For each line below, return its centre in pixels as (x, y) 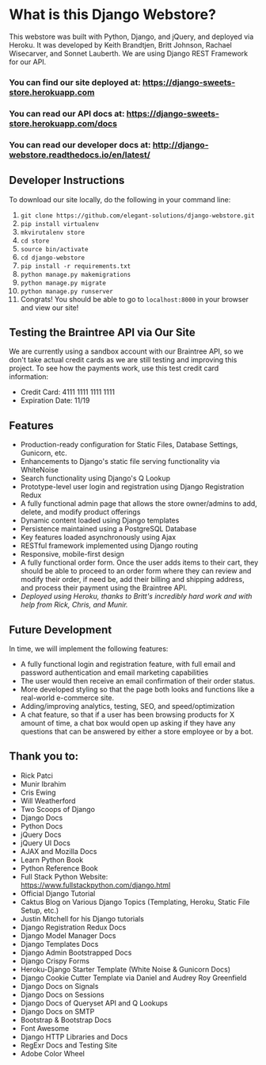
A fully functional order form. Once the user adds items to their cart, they (139, 563)
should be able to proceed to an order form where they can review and (136, 571)
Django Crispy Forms (55, 960)
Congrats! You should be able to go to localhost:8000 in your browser (134, 299)
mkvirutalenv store (53, 232)
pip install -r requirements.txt (76, 266)
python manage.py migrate (63, 283)
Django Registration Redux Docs (73, 927)
